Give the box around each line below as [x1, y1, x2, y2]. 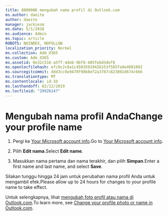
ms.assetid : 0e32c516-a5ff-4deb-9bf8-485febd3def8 [5, 60, 115, 65]
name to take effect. [5, 184, 47, 190]
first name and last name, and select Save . [12, 163, 103, 169]
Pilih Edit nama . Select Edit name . [12, 148, 83, 154]
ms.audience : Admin [5, 31, 47, 36]
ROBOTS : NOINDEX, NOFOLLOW [5, 41, 63, 46]
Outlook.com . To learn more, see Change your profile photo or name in [5, 200, 153, 206]
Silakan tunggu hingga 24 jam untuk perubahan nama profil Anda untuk [5, 174, 156, 180]
